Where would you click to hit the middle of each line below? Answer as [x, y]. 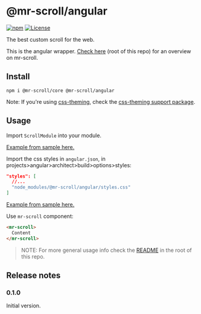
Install [18, 77]
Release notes [33, 276]
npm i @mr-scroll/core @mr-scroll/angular [60, 91]
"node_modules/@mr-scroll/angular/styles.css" [71, 187]
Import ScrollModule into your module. [54, 135]
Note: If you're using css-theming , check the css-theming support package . [101, 101]
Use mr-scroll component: [40, 216]
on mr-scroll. [22, 57]
